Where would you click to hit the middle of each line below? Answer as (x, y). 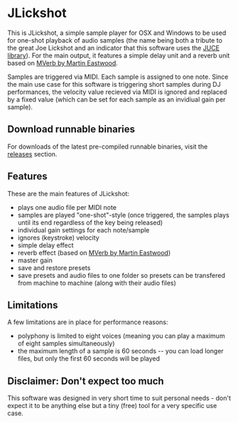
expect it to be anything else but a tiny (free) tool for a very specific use (112, 406)
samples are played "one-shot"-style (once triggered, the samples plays (123, 215)
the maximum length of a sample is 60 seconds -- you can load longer (120, 351)
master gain (35, 260)
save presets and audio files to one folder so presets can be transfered (121, 275)
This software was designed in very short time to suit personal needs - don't (119, 398)
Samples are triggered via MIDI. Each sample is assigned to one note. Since (118, 77)
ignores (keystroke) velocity (58, 237)
